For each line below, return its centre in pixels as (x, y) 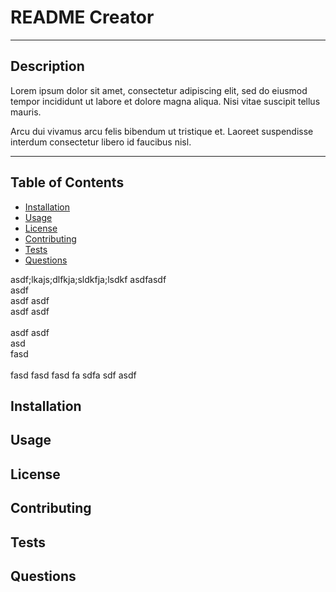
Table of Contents (67, 182)
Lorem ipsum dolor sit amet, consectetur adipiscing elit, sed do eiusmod (159, 90)
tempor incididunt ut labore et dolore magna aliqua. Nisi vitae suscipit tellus (165, 101)
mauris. (26, 112)
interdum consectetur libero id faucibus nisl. (101, 142)
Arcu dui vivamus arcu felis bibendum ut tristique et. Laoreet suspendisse (162, 131)
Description (47, 66)
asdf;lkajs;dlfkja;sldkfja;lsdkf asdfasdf (88, 279)
